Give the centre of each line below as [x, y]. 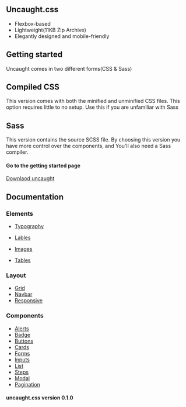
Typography [29, 226]
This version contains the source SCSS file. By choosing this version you [93, 140]
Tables [22, 260]
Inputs [22, 360]
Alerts [22, 328]
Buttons [24, 341]
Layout [16, 275]
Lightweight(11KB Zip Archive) [50, 30]
